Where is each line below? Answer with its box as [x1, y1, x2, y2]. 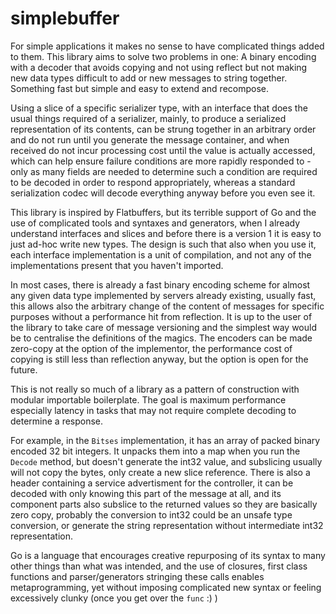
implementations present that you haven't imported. [10, 259, 224, 271]
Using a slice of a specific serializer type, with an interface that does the [10, 102, 308, 114]
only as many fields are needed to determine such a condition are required [10, 165, 318, 177]
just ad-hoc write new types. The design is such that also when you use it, [10, 238, 317, 250]
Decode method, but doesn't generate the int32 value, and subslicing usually [10, 455, 323, 467]
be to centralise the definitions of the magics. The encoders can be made [10, 332, 313, 344]
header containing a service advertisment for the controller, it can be [10, 477, 294, 489]
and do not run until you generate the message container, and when [10, 133, 290, 146]
